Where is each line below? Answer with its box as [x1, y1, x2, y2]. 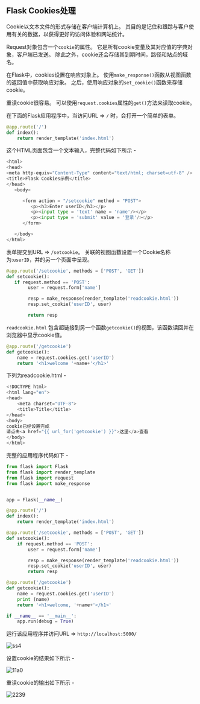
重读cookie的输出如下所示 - [6, 679, 75, 687]
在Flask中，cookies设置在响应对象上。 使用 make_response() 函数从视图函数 [6, 71, 192, 78]
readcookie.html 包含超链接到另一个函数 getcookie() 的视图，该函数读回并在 [6, 323, 195, 331]
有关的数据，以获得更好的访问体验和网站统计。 [11, 30, 128, 37]
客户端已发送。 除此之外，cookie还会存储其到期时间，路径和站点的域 [16, 51, 188, 58]
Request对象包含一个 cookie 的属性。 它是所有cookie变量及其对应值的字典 [6, 43, 188, 50]
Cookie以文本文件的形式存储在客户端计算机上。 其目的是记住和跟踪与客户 [6, 23, 189, 30]
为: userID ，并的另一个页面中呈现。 [6, 256, 93, 263]
